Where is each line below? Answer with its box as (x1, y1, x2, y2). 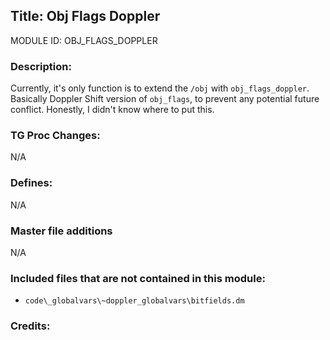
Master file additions (10, 224, 113, 238)
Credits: (10, 319, 51, 333)
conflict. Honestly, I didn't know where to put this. (10, 104, 215, 116)
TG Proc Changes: (10, 129, 101, 143)
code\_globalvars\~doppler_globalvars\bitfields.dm (24, 296, 245, 306)
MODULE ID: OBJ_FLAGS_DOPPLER (10, 34, 158, 46)
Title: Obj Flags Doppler (10, 8, 161, 25)
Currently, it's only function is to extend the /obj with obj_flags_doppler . (10, 82, 310, 94)
